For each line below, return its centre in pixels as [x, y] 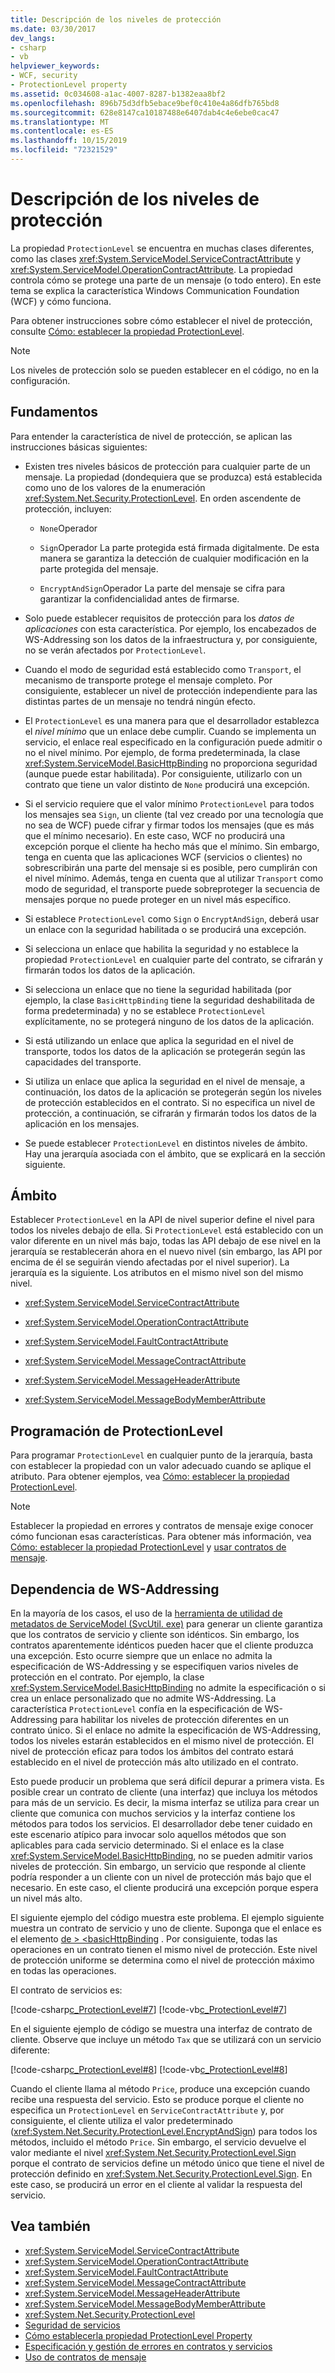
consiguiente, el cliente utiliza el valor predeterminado [122, 2121]
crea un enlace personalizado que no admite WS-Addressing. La [143, 1698]
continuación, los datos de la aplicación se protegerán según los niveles [173, 1092]
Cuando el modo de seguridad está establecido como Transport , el [163, 669]
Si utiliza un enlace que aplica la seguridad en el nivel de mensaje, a [164, 1081]
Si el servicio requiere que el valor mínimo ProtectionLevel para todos [169, 803]
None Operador [68, 528]
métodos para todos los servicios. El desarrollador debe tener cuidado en [161, 1824]
